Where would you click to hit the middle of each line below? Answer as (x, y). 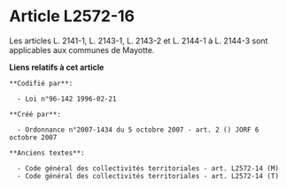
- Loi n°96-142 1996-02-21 (67, 99)
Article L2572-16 (72, 16)
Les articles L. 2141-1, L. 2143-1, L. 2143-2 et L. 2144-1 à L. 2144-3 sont (139, 41)
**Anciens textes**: (47, 153)
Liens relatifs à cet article (57, 67)
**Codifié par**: (41, 83)
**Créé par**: (35, 114)
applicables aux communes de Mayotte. (82, 49)
